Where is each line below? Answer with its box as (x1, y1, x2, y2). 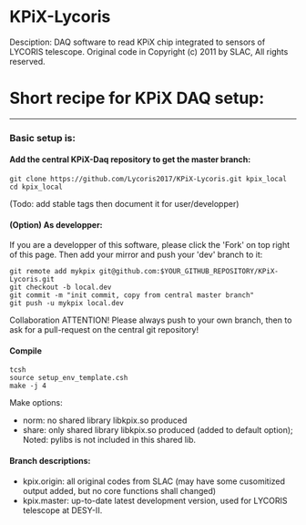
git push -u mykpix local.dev (9, 299, 125, 308)
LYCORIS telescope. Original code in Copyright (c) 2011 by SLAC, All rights (9, 46, 289, 57)
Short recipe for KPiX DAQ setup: (9, 88, 265, 108)
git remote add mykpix (9, 267, 96, 276)
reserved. (9, 56, 46, 67)
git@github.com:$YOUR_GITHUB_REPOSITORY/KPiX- (98, 267, 280, 276)
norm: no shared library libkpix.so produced (22, 415, 188, 426)
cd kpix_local (9, 182, 64, 191)
